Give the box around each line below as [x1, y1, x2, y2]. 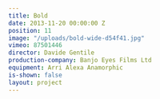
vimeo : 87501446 [8, 42, 62, 49]
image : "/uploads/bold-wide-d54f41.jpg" [8, 34, 146, 42]
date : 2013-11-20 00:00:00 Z [8, 19, 106, 27]
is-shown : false [8, 71, 62, 79]
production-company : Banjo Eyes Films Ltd [8, 57, 152, 65]
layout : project [8, 78, 62, 86]
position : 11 [8, 26, 52, 34]
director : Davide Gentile [8, 49, 94, 57]
